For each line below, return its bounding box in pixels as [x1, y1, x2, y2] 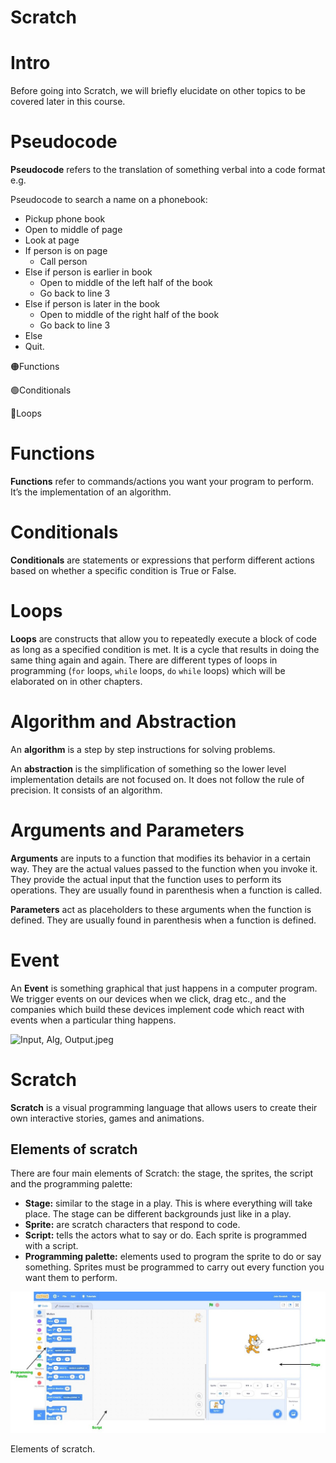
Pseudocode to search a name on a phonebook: [10, 194, 208, 206]
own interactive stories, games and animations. [10, 1112, 205, 1124]
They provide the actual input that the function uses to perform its [10, 873, 282, 885]
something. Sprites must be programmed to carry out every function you [24, 1261, 325, 1273]
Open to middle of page [24, 224, 123, 236]
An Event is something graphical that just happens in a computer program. [10, 982, 318, 994]
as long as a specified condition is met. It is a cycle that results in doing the [10, 643, 320, 655]
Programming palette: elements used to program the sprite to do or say [24, 1251, 322, 1263]
